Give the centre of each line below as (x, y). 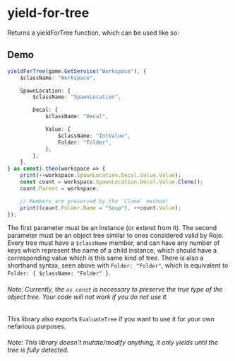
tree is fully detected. (38, 350)
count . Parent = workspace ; (60, 188)
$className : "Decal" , (77, 117)
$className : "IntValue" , (94, 136)
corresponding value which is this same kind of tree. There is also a (106, 258)
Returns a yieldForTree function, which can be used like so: (94, 33)
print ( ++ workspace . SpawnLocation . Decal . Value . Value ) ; (101, 176)
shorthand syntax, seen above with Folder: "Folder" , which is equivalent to (118, 265)
